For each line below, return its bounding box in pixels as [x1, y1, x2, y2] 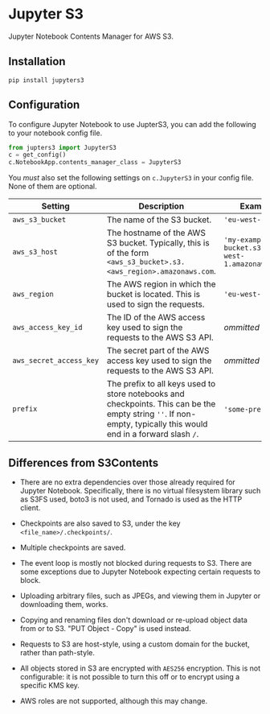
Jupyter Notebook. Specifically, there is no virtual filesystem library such [19, 486, 261, 495]
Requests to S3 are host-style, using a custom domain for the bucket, [19, 639, 251, 649]
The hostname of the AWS [106, 227, 207, 238]
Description [138, 200, 185, 212]
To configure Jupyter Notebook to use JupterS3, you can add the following [8, 119, 257, 129]
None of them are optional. [8, 182, 97, 192]
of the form [106, 247, 149, 258]
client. [19, 503, 41, 512]
